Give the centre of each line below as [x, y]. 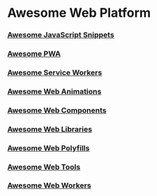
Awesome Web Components [57, 110]
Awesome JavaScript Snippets [61, 35]
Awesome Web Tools [44, 166]
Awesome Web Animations [55, 91]
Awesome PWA [34, 54]
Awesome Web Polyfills [49, 148]
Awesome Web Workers [49, 185]
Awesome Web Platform [79, 13]
